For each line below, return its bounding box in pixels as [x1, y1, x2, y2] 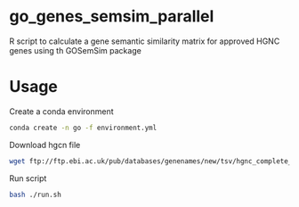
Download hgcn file [9, 139, 81, 150]
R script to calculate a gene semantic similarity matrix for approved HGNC [9, 36, 280, 46]
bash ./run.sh [9, 190, 62, 199]
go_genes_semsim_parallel [9, 6, 214, 27]
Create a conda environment [9, 105, 114, 117]
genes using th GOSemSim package [9, 45, 142, 55]
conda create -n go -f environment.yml [9, 123, 158, 132]
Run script [9, 172, 47, 184]
